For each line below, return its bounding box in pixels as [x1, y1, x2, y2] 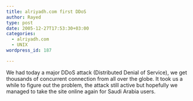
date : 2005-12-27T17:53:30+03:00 [6, 25, 89, 31]
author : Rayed [6, 14, 42, 20]
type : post [6, 20, 33, 26]
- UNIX [11, 42, 28, 48]
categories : [6, 31, 36, 37]
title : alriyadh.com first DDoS [6, 8, 86, 15]
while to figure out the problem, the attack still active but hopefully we [6, 81, 178, 89]
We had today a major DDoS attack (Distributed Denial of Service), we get [6, 69, 188, 76]
